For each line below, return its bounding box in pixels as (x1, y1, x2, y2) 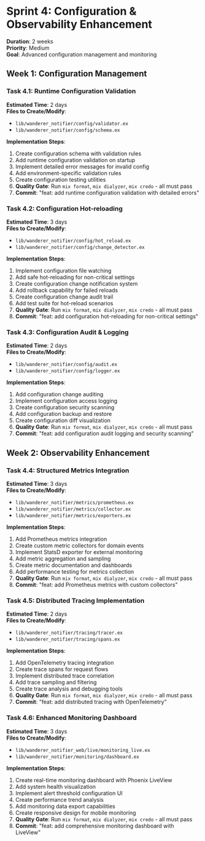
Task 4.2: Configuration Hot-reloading (6, 204, 123, 213)
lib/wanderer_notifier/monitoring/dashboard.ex (15, 754, 139, 760)
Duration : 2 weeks (6, 37, 53, 45)
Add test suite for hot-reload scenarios (15, 299, 114, 307)
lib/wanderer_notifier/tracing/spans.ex (15, 636, 120, 643)
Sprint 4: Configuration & (6, 4, 137, 18)
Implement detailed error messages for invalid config (15, 163, 149, 170)
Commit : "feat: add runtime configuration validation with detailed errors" (15, 189, 199, 196)
